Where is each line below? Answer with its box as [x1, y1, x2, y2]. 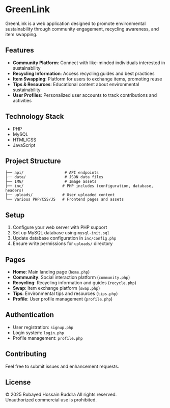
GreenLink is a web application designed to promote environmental [5, 20, 146, 26]
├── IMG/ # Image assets [5, 179, 97, 184]
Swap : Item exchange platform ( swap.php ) [12, 285, 100, 291]
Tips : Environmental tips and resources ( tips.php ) [12, 290, 118, 296]
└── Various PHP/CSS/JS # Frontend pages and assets [5, 197, 124, 202]
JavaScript [12, 142, 36, 148]
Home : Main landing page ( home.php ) [12, 269, 90, 275]
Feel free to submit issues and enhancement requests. [5, 363, 120, 369]
